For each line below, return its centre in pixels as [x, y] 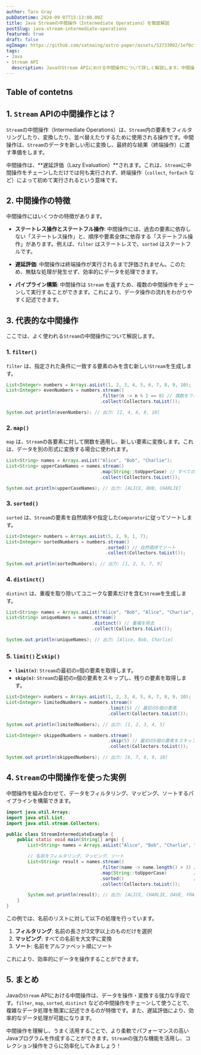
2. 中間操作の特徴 [38, 200]
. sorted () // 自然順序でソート [141, 548]
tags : [13, 51]
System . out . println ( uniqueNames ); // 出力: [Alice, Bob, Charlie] [90, 640]
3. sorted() [22, 504]
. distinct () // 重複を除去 [123, 623]
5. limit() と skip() [33, 656]
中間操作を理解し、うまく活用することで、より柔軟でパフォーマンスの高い [98, 1030]
